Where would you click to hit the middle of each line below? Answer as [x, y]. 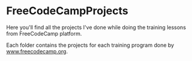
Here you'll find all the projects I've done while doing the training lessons [96, 27]
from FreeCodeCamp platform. [44, 33]
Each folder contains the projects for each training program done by [90, 45]
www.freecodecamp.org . [37, 51]
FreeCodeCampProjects [67, 11]
